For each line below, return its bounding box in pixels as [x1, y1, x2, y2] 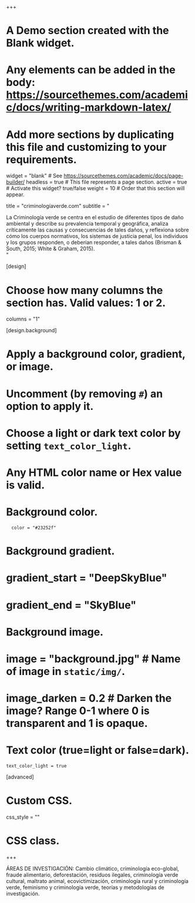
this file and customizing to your [6, 140, 167, 154]
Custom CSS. [6, 794, 72, 808]
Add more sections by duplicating [6, 128, 174, 141]
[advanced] [6, 773, 34, 780]
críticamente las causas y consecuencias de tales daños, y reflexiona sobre [6, 226, 189, 233]
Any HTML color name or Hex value [6, 466, 182, 479]
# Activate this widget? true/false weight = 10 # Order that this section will [6, 185, 185, 192]
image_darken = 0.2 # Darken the [6, 692, 172, 705]
